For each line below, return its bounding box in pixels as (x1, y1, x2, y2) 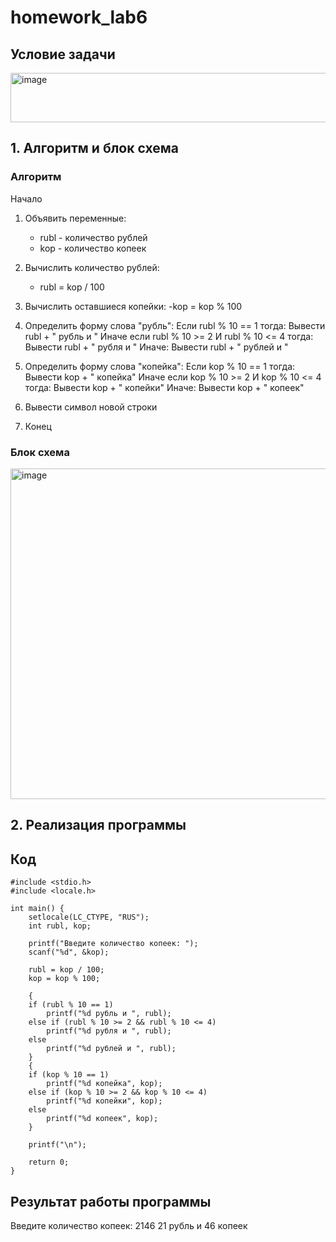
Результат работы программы (10, 1193, 212, 1210)
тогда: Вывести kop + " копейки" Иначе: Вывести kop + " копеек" (24, 381, 305, 393)
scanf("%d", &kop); (28, 947, 110, 958)
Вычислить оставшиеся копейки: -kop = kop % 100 (24, 300, 243, 312)
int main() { (10, 904, 65, 914)
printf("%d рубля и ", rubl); (46, 1026, 172, 1036)
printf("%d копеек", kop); (46, 1114, 159, 1124)
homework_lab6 (10, 6, 148, 29)
